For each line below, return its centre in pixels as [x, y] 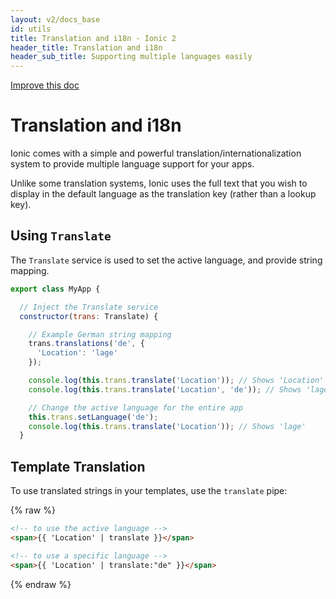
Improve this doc [45, 85]
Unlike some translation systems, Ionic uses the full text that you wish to [159, 183]
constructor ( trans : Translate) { [89, 316]
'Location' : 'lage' [77, 353]
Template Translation [78, 466]
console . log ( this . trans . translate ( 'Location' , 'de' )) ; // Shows [165, 389]
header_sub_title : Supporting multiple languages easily [131, 57]
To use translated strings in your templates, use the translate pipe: [149, 491]
